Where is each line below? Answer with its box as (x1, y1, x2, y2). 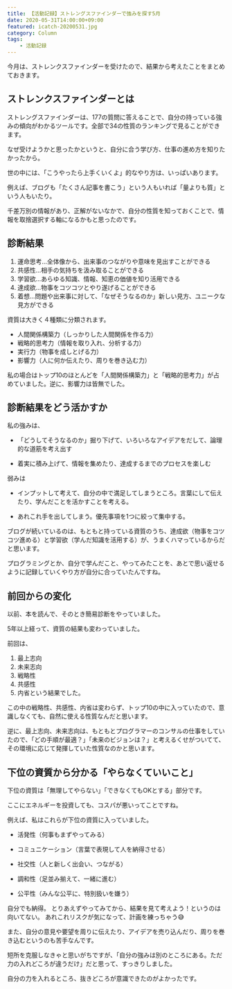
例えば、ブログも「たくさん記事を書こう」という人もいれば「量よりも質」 (7, 183, 220, 191)
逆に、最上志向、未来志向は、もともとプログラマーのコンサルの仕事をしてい (7, 727, 225, 735)
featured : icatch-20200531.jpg (7, 23, 98, 30)
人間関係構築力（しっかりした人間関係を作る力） (17, 330, 157, 338)
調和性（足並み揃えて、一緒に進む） (17, 875, 121, 883)
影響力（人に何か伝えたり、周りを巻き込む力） (17, 356, 151, 364)
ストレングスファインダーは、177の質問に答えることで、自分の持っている (7, 112, 216, 121)
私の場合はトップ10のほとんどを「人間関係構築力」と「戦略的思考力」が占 (7, 370, 220, 379)
